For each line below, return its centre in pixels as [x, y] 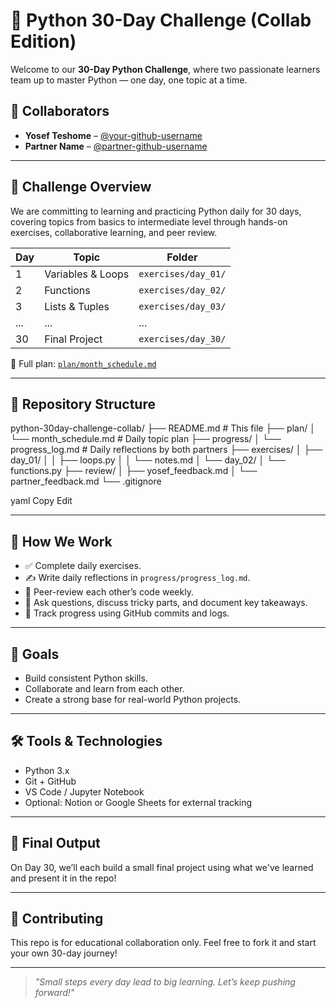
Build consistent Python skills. [86, 678]
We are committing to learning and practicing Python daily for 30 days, [156, 211]
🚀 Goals [35, 654]
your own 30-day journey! [64, 953]
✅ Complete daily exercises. [83, 566]
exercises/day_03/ [182, 306]
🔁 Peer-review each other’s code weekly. [109, 592]
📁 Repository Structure [83, 404]
